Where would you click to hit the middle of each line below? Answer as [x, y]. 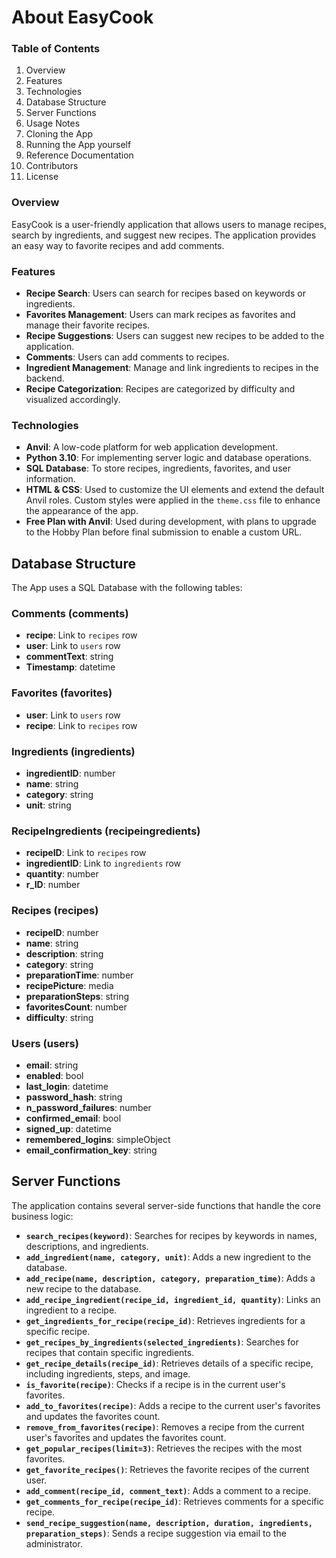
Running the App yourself [78, 145]
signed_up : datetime [69, 1128]
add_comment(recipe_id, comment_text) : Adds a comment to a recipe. [168, 1490]
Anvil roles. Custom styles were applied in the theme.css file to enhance [173, 500]
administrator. [54, 1543]
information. [50, 479]
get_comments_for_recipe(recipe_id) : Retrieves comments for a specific [174, 1501]
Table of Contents [56, 49]
